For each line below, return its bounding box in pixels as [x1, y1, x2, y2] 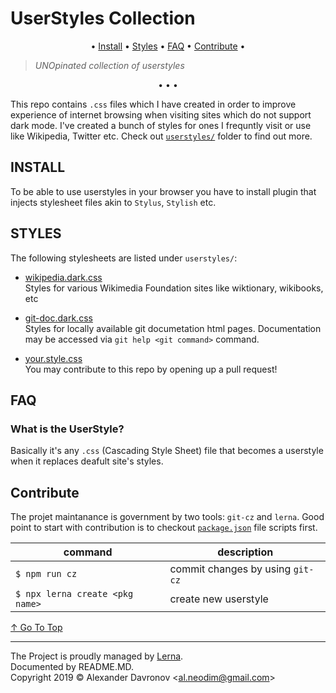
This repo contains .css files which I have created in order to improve [10, 98, 297, 110]
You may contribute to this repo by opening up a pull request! [24, 363, 278, 375]
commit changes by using [169, 562, 292, 576]
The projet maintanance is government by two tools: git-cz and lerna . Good [10, 511, 325, 523]
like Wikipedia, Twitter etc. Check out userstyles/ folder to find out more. [10, 130, 313, 142]
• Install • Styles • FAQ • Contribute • [90, 40, 246, 52]
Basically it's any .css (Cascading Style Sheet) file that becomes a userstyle [10, 445, 324, 457]
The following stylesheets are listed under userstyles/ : [10, 252, 238, 264]
